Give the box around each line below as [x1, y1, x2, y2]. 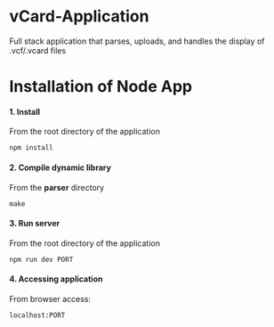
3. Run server [9, 218, 60, 229]
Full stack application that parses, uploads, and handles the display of [9, 36, 265, 46]
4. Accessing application [9, 274, 103, 284]
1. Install [9, 106, 40, 117]
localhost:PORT [9, 310, 66, 320]
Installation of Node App [9, 77, 193, 97]
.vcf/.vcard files [9, 45, 67, 55]
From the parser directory [9, 182, 105, 192]
